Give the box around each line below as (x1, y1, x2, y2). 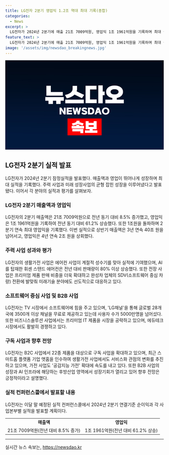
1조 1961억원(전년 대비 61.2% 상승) (84, 427, 158, 433)
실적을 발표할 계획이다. (22, 408, 67, 414)
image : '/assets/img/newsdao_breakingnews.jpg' (5, 45, 107, 50)
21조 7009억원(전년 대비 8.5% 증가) (7, 427, 81, 433)
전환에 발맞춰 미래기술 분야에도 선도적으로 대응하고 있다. (12, 278, 122, 284)
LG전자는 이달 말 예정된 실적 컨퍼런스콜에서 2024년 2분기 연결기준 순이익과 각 (5, 401, 159, 408)
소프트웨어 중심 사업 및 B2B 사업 (5, 292, 78, 299)
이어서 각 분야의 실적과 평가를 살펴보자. (16, 188, 93, 194)
